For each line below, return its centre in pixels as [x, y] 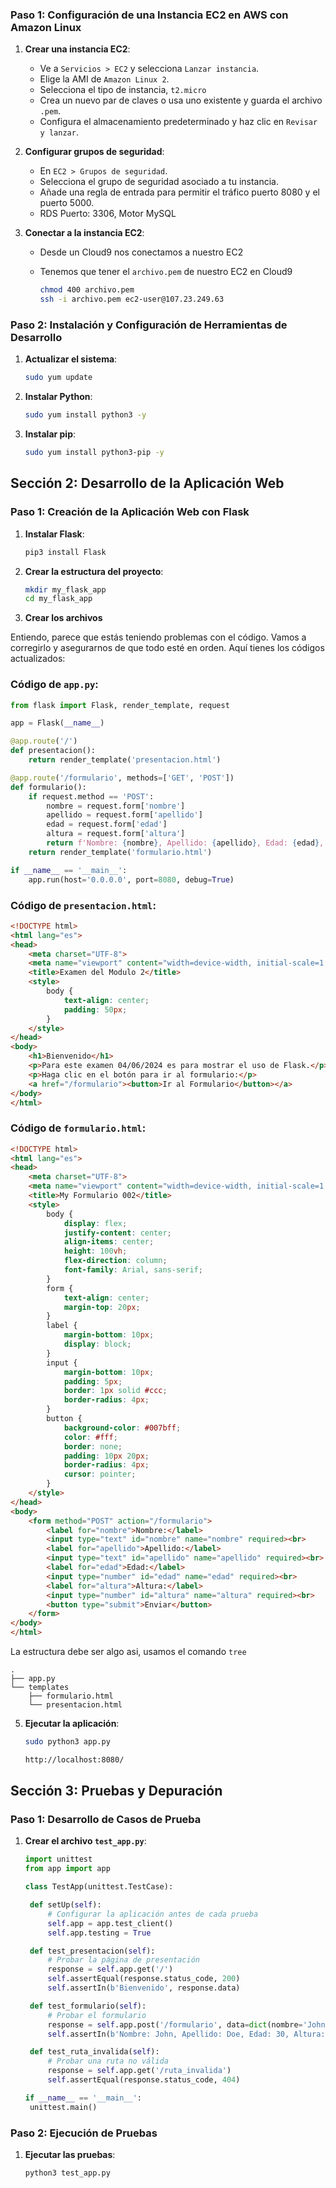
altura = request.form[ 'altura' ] [116, 834]
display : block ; [97, 1344]
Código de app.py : [54, 685]
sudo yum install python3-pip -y [94, 453]
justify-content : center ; [117, 1233]
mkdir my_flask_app [65, 589]
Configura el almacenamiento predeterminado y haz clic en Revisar [178, 122]
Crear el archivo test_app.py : [85, 1841]
